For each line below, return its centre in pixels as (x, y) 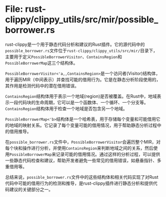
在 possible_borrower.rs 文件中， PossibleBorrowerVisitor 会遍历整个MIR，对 (83, 142)
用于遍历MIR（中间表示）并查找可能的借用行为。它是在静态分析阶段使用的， (83, 79)
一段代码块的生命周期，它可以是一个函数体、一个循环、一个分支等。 (79, 102)
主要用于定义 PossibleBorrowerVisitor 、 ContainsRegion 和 (64, 57)
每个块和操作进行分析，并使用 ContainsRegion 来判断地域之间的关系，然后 (79, 148)
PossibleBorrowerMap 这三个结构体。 (42, 63)
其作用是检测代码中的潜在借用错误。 (42, 85)
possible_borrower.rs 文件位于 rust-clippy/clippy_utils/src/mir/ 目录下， (81, 50)
